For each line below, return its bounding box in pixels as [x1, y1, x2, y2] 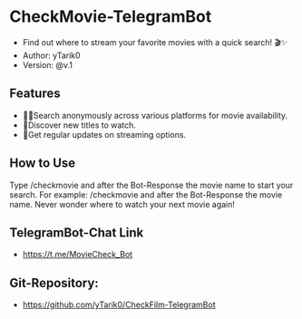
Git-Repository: [9, 275, 100, 291]
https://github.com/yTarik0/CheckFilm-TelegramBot [22, 299, 216, 310]
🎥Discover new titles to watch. [22, 120, 136, 130]
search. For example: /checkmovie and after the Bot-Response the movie [9, 188, 283, 200]
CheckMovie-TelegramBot [9, 6, 212, 27]
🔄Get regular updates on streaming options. [22, 129, 187, 140]
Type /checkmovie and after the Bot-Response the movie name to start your [9, 179, 294, 190]
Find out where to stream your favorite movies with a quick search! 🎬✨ [22, 36, 288, 47]
